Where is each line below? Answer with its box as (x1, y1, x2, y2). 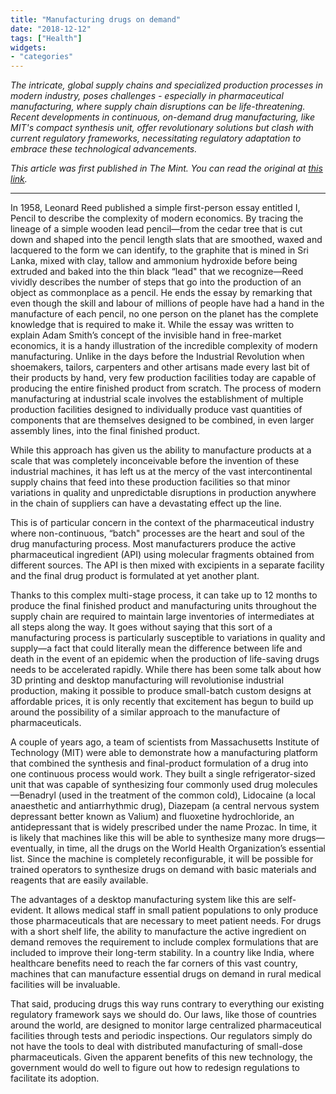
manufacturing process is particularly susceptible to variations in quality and (10, 632, 326, 644)
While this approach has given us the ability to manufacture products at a (10, 444, 312, 456)
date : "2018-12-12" (10, 24, 92, 34)
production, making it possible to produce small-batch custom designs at (10, 685, 312, 697)
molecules (275, 779, 318, 791)
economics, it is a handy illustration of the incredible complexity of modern (10, 340, 318, 352)
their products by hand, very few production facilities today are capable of (10, 372, 317, 384)
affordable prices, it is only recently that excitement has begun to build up (10, 696, 314, 708)
